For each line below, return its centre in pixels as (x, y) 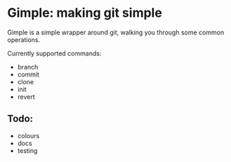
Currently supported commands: (54, 53)
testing (27, 150)
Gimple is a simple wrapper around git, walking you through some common (116, 32)
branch (28, 67)
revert (26, 97)
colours (28, 135)
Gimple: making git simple (85, 13)
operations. (24, 39)
